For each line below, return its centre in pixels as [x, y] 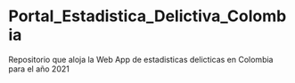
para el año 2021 [39, 69]
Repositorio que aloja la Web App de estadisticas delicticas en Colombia [141, 59]
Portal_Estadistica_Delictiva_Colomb [147, 16]
